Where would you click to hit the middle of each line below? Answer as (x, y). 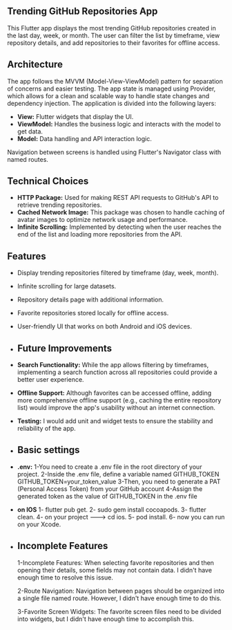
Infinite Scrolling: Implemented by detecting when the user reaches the (119, 227)
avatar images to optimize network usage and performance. (102, 220)
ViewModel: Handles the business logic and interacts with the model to (119, 124)
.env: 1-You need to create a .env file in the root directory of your (109, 467)
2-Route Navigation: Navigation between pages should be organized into (120, 591)
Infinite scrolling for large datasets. (67, 286)
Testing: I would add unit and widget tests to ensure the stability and (115, 421)
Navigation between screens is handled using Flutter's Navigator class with (114, 152)
